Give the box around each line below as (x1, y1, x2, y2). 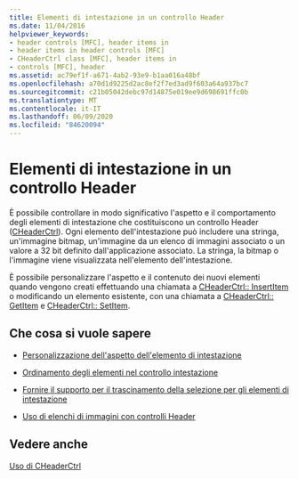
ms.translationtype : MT (9, 95, 98, 105)
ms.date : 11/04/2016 (9, 21, 86, 30)
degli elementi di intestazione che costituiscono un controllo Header (9, 216, 259, 227)
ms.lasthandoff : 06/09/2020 (9, 112, 114, 121)
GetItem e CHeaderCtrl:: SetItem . (9, 300, 131, 311)
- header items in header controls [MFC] (9, 46, 165, 55)
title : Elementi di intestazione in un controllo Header (9, 12, 225, 22)
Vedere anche (9, 437, 89, 452)
